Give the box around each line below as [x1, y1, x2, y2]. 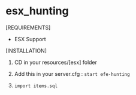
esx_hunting [5, 4, 69, 18]
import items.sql [14, 82, 58, 89]
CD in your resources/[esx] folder [14, 59, 97, 66]
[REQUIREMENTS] [5, 24, 51, 31]
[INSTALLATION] [5, 47, 47, 54]
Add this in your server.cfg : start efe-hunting [14, 70, 130, 77]
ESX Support [14, 35, 46, 42]
